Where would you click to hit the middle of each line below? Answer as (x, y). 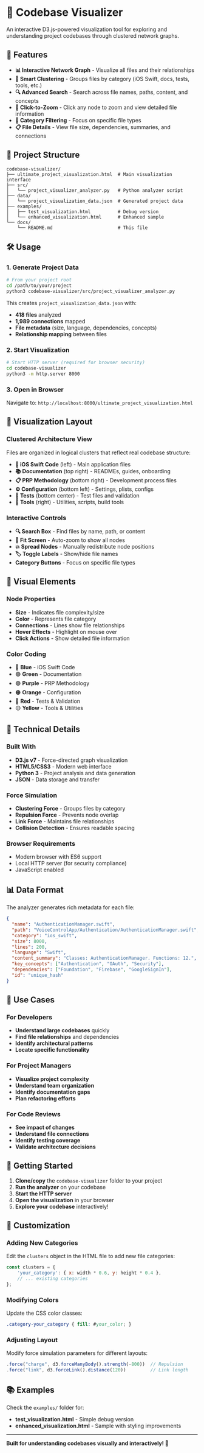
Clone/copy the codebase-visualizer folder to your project (89, 1180)
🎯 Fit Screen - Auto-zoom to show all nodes (70, 540)
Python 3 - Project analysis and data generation (75, 773)
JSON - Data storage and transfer (57, 779)
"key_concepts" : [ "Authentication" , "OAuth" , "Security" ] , (88, 964)
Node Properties (31, 599)
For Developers (29, 1017)
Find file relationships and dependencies (67, 1037)
